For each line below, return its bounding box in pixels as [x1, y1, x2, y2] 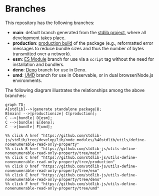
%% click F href [5, 181, 39, 186]
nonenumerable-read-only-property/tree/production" [5, 159, 115, 164]
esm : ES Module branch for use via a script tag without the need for [12, 56, 154, 62]
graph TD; [5, 102, 26, 107]
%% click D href [5, 164, 39, 169]
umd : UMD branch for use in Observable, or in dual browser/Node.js [12, 72, 153, 78]
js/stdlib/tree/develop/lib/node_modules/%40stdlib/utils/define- [5, 137, 146, 142]
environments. [12, 77, 42, 83]
